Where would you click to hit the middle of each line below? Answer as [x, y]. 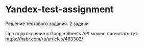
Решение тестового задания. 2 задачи [47, 24]
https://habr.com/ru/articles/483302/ [44, 39]
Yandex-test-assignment [59, 9]
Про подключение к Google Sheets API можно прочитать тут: [72, 33]
